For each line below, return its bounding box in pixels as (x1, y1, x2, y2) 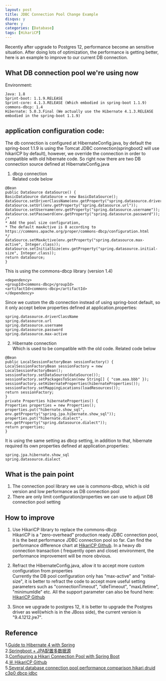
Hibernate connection (12, 340, 57, 346)
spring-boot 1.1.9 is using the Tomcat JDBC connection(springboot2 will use (5, 145, 160, 151)
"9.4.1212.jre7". (12, 615, 43, 620)
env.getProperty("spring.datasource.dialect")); (5, 420, 107, 425)
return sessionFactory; (5, 390, 54, 395)
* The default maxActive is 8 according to (5, 224, 96, 230)
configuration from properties (12, 568, 73, 574)
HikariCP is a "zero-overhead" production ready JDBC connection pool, (12, 532, 159, 538)
